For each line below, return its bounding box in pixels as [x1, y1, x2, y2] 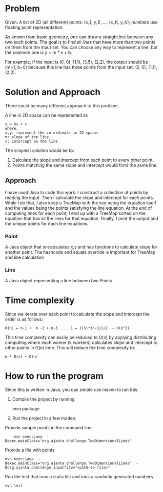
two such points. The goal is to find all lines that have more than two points [5, 39, 156, 45]
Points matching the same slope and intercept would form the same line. [12, 162, 158, 168]
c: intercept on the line [5, 139, 58, 144]
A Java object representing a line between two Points [5, 278, 112, 284]
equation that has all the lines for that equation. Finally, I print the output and [5, 215, 159, 221]
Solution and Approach [5, 87, 101, 98]
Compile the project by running [12, 396, 75, 402]
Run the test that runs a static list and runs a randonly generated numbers [5, 474, 153, 480]
